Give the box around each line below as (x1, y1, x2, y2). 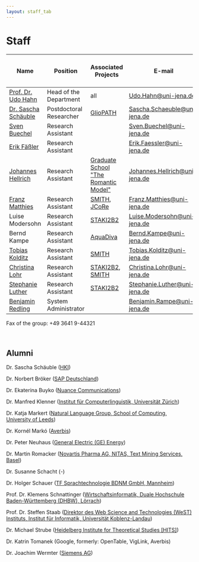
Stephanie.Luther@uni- (129, 280, 195, 288)
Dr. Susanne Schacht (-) (6, 468, 65, 475)
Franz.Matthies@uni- (129, 195, 188, 203)
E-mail (153, 66, 174, 75)
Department (47, 95, 81, 104)
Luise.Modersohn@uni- (129, 212, 195, 220)
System (47, 297, 68, 305)
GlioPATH (90, 108, 117, 117)
